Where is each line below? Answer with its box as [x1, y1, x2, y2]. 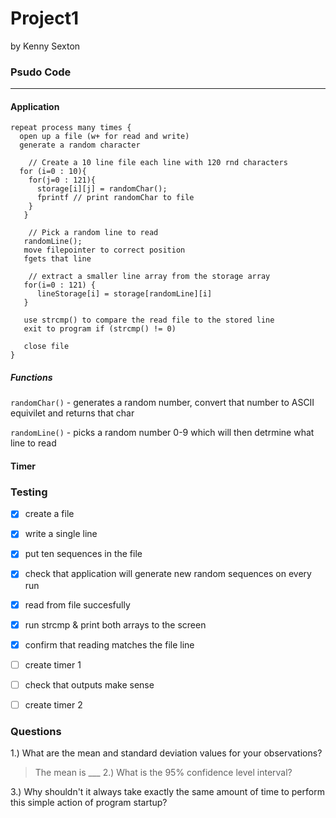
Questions [10, 724, 62, 738]
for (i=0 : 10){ [19, 167, 87, 177]
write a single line [24, 528, 98, 540]
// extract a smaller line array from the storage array [28, 272, 271, 282]
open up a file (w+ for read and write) [19, 132, 190, 142]
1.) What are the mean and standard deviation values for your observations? [10, 747, 323, 759]
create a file [24, 508, 75, 520]
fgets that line [23, 254, 92, 264]
